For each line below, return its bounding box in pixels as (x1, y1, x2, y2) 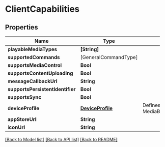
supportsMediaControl (7, 62, 62, 68)
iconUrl (7, 124, 26, 131)
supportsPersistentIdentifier (7, 86, 76, 92)
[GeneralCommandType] (80, 54, 138, 60)
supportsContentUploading (7, 70, 73, 77)
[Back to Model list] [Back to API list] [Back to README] (5, 137, 118, 142)
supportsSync (7, 94, 42, 100)
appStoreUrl (7, 116, 37, 122)
